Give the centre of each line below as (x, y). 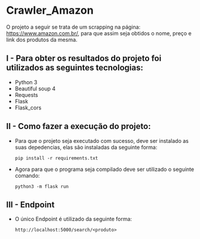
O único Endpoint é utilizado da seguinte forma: (73, 219)
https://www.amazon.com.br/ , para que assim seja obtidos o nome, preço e (99, 33)
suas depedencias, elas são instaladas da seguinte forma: (86, 147)
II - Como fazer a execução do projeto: (79, 126)
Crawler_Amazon (50, 10)
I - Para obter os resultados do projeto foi (84, 58)
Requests (26, 95)
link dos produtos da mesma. (42, 39)
